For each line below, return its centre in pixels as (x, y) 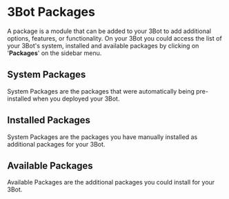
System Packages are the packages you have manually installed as (102, 137)
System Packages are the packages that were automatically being (101, 91)
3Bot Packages (51, 12)
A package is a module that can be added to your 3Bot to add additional (109, 31)
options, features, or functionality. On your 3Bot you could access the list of (114, 38)
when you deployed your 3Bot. (76, 98)
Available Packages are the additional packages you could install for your (111, 182)
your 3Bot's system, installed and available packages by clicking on (103, 45)
